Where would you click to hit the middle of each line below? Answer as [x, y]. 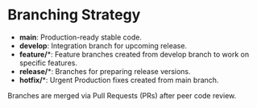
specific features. [48, 63]
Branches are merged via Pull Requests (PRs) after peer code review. [122, 95]
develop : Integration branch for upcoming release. [103, 45]
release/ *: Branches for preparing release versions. [105, 71]
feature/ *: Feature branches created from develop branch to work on [134, 54]
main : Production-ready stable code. [81, 37]
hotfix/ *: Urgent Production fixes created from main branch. [119, 80]
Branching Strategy [74, 15]
